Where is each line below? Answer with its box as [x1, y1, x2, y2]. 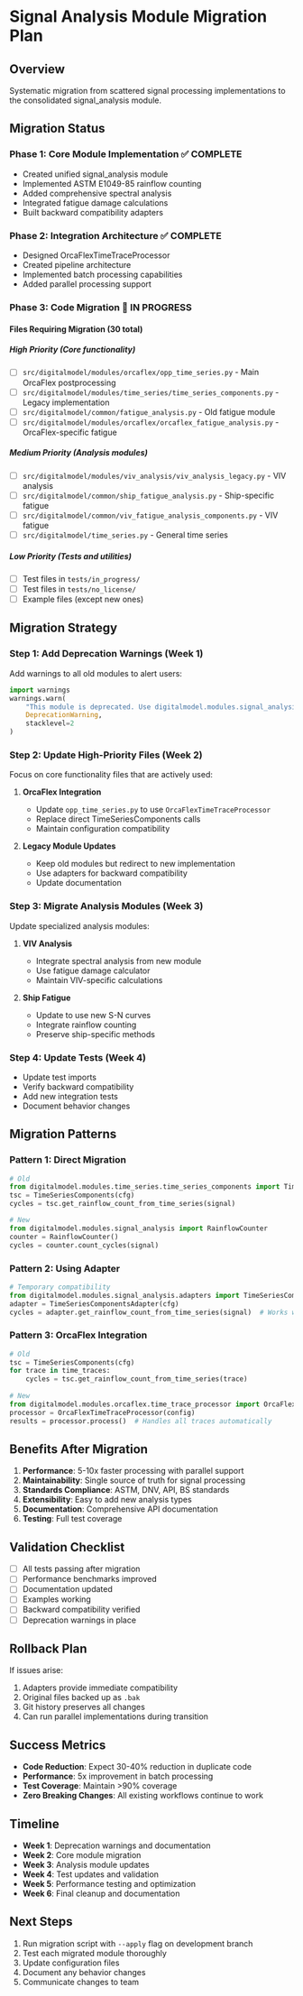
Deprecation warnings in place [22, 1614, 137, 1625]
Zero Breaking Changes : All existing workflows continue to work [22, 1790, 264, 1801]
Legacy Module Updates [22, 841, 116, 851]
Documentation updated [22, 1584, 113, 1595]
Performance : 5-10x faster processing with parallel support [22, 1466, 244, 1476]
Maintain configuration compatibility [35, 823, 170, 834]
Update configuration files [22, 1957, 120, 1968]
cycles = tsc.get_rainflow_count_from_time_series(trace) [25, 1375, 248, 1384]
